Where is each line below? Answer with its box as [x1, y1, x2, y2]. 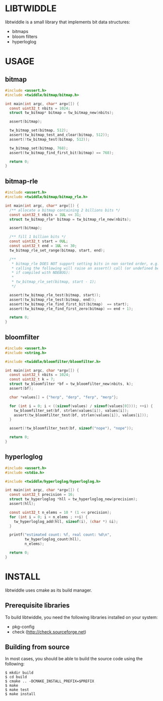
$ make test [5, 687, 29, 692]
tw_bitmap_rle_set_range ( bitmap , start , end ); [9, 248, 105, 253]
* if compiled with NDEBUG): [11, 270, 70, 275]
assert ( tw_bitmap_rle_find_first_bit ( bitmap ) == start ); [9, 302, 130, 306]
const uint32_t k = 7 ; [9, 377, 55, 382]
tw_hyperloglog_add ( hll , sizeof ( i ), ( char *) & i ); [14, 519, 118, 524]
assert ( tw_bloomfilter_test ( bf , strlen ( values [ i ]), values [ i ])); [14, 413, 149, 417]
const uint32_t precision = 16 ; [9, 492, 75, 497]
